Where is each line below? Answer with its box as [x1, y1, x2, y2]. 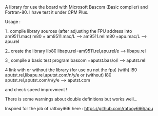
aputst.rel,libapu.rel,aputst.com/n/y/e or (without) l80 [5, 72, 112, 77]
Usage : [5, 19, 21, 24]
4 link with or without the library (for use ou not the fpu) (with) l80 [5, 67, 138, 73]
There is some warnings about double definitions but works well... [5, 96, 138, 102]
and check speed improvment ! [5, 87, 67, 92]
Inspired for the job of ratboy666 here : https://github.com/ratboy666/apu [5, 106, 154, 111]
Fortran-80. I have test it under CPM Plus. [5, 9, 89, 15]
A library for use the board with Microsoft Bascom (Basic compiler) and [5, 4, 148, 10]
